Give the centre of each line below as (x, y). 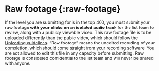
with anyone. (18, 63)
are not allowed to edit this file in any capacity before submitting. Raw (74, 53)
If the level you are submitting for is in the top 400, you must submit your (77, 22)
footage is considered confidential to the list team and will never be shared (79, 58)
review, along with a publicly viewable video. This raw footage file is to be (78, 32)
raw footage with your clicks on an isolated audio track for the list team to (79, 27)
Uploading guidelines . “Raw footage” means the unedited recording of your (80, 43)
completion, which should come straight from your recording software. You (80, 48)
